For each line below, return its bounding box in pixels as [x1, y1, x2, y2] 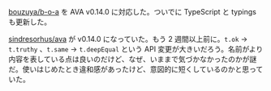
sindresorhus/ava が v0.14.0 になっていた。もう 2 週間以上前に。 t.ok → [8, 35, 248, 43]
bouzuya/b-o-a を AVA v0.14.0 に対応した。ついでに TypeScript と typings [8, 7, 257, 16]
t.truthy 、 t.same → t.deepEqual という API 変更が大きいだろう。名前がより [8, 44, 264, 54]
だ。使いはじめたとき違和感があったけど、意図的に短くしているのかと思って [8, 64, 264, 74]
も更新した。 [8, 17, 51, 27]
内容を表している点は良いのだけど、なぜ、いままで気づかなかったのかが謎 [8, 55, 257, 64]
